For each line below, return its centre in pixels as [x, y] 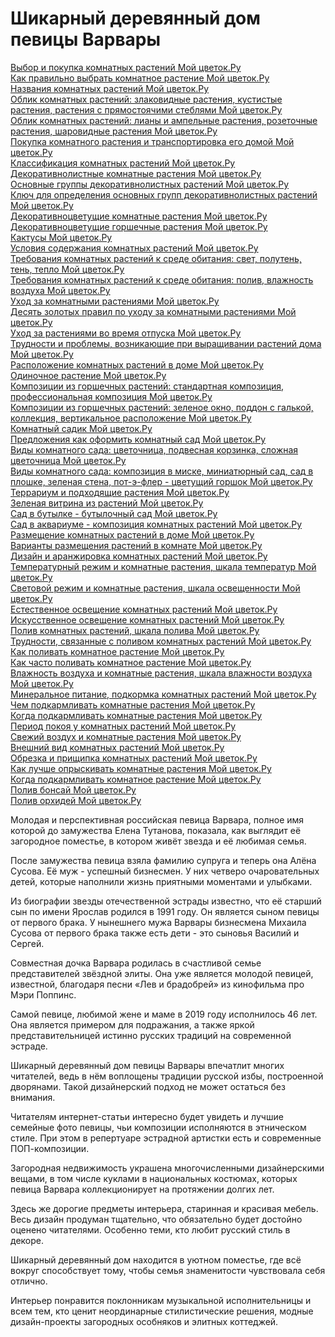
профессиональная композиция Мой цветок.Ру [111, 396]
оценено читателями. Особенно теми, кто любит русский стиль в [150, 1229]
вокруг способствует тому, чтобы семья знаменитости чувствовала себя [168, 1270]
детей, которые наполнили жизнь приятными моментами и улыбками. [161, 881]
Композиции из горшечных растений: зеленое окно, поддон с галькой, [162, 407]
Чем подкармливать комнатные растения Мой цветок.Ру [133, 704]
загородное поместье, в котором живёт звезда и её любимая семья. [158, 841]
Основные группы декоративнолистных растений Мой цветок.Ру [150, 184]
